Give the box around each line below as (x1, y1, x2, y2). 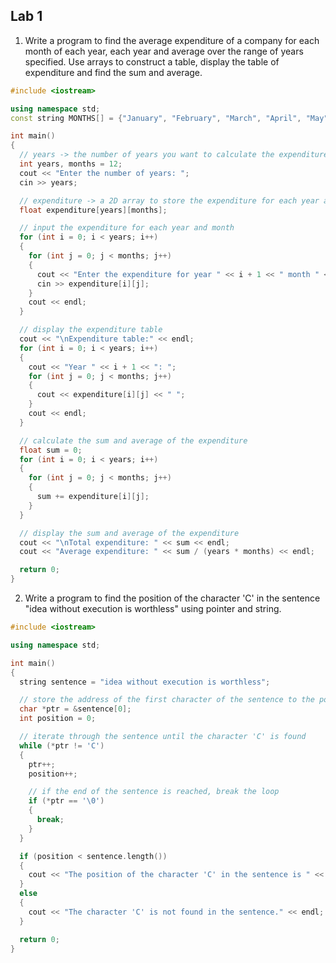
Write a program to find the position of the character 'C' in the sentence (24, 592, 321, 604)
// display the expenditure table (19, 325, 163, 335)
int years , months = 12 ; (19, 159, 123, 169)
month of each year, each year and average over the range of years (24, 45, 304, 57)
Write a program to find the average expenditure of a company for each (24, 34, 320, 46)
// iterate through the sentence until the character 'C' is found (19, 732, 307, 742)
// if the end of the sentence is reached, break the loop (28, 787, 280, 797)
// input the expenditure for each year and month (19, 223, 235, 233)
